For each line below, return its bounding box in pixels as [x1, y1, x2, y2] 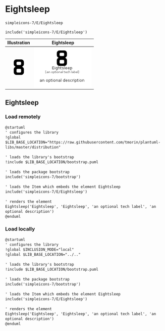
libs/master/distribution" [5, 144, 61, 149]
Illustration [7, 40, 31, 46]
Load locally [5, 225, 35, 232]
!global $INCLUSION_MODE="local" [5, 247, 74, 252]
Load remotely [5, 113, 41, 120]
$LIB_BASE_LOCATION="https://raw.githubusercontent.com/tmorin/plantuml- [5, 140, 161, 144]
